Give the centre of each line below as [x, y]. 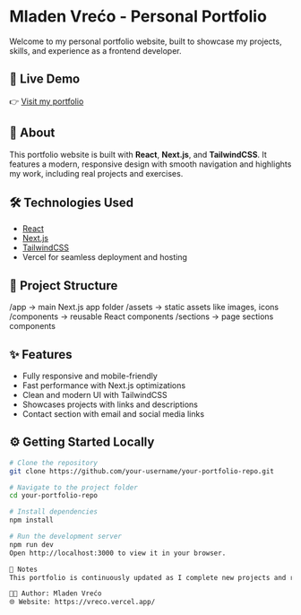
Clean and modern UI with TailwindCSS [95, 395]
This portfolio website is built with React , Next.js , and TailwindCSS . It [138, 154]
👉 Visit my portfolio [47, 101]
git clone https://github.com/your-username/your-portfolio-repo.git [142, 471]
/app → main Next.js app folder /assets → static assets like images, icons [144, 307]
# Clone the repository [54, 463]
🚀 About [32, 133]
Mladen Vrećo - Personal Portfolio [138, 17]
